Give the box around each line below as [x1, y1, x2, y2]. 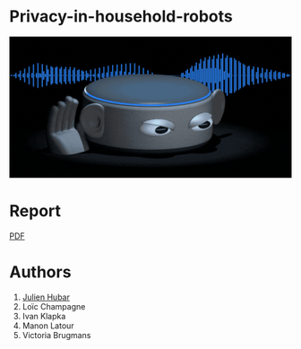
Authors [9, 262, 72, 283]
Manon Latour [21, 320, 74, 331]
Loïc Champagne [21, 301, 86, 311]
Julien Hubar [21, 292, 70, 302]
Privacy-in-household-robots [9, 6, 233, 27]
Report [9, 201, 61, 222]
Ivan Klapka [21, 310, 66, 321]
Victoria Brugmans [21, 329, 91, 340]
